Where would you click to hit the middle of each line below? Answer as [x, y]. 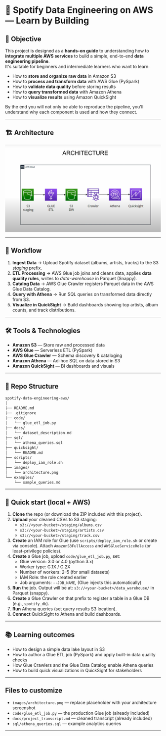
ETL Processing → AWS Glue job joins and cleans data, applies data [82, 273]
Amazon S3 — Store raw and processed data [59, 345]
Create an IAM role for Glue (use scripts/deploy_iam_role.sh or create [84, 540]
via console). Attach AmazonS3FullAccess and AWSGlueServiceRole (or [82, 546]
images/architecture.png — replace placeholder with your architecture [84, 702]
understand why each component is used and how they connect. [71, 112]
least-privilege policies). [37, 551]
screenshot [24, 708]
